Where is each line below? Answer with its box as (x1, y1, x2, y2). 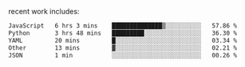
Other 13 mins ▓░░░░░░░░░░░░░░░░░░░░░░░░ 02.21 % (8, 43, 238, 52)
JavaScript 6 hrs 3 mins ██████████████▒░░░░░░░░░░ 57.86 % (8, 22, 238, 30)
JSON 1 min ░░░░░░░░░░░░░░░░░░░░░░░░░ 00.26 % (8, 51, 238, 59)
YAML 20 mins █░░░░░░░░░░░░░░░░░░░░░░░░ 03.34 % (8, 36, 238, 44)
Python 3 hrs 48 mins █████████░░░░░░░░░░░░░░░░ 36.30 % (8, 29, 238, 37)
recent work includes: (8, 7, 80, 16)
